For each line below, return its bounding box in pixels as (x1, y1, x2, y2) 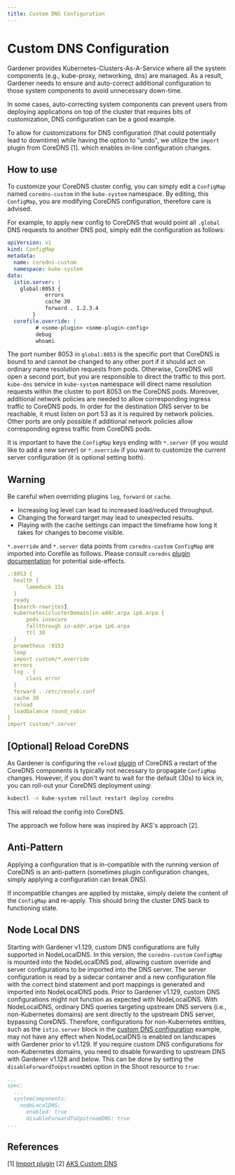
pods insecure (25, 616, 68, 623)
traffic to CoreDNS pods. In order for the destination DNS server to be (7, 402, 209, 411)
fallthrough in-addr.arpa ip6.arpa (25, 623, 130, 630)
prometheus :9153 (13, 642, 65, 649)
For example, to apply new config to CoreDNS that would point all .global (7, 219, 220, 227)
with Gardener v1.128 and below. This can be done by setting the (7, 1055, 194, 1063)
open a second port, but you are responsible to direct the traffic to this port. (7, 372, 226, 381)
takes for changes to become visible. (17, 528, 125, 537)
